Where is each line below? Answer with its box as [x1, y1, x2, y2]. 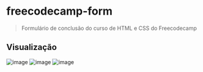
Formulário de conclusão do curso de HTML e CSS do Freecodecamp [21, 24, 197, 32]
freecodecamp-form [6, 4, 113, 18]
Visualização [6, 42, 57, 52]
